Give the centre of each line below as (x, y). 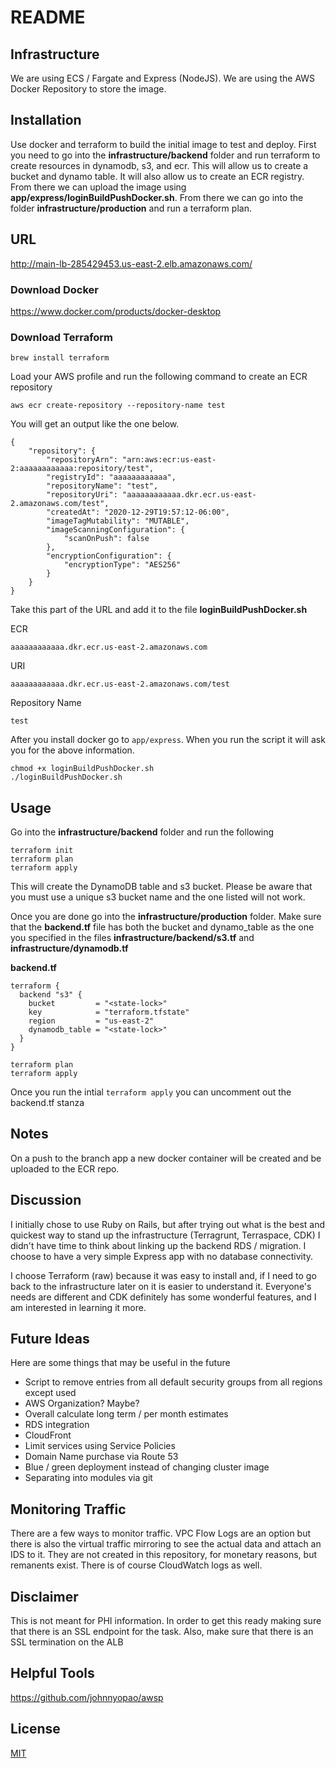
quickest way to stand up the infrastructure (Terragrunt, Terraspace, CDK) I (165, 1235)
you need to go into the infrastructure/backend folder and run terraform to (165, 155)
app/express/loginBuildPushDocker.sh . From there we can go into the (157, 197)
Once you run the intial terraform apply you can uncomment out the (151, 1092)
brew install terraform (60, 358)
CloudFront (48, 1435)
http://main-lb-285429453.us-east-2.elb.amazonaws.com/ (131, 263)
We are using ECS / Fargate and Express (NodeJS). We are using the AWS (163, 78)
